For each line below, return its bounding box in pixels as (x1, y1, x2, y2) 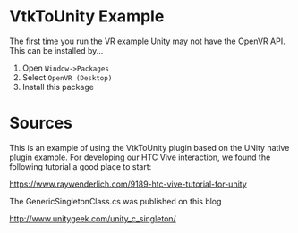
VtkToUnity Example (9, 6, 165, 27)
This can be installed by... (9, 45, 104, 55)
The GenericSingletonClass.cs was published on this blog (9, 196, 222, 206)
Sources (9, 113, 73, 133)
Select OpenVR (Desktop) (21, 71, 113, 82)
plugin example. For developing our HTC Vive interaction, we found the (9, 152, 271, 162)
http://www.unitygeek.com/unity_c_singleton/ (9, 212, 176, 224)
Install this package (21, 81, 94, 92)
